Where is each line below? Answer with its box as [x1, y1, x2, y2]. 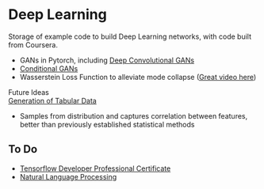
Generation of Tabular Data [8, 96, 97, 105]
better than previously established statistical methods [19, 119, 195, 129]
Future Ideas [8, 87, 49, 96]
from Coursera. [8, 40, 58, 49]
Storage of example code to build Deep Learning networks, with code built [8, 32, 252, 41]
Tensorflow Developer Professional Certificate [19, 164, 171, 173]
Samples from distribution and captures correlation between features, [19, 111, 248, 120]
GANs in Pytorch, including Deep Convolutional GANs [19, 55, 195, 65]
